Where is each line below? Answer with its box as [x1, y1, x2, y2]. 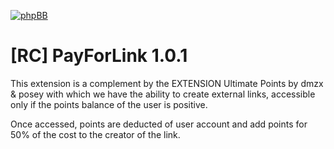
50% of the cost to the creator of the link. [10, 128, 181, 140]
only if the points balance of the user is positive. [10, 98, 208, 110]
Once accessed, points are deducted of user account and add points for [10, 118, 308, 130]
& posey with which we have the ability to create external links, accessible [10, 88, 316, 100]
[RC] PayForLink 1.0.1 [10, 45, 188, 67]
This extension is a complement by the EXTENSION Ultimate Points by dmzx [10, 77, 324, 89]
